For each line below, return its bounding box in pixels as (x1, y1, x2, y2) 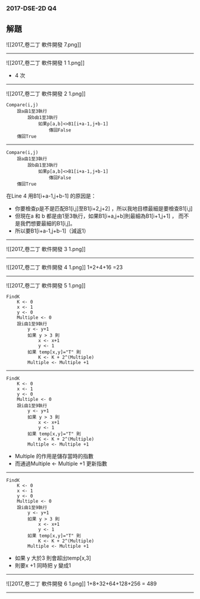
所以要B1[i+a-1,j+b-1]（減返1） (14, 227, 89, 234)
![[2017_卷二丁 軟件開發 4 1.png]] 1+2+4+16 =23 (6, 264, 123, 271)
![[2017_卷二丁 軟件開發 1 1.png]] (6, 59, 85, 66)
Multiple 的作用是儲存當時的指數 (14, 452, 94, 459)
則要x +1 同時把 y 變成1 (14, 562, 71, 569)
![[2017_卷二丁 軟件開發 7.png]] (6, 40, 82, 48)
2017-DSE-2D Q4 (6, 4, 57, 12)
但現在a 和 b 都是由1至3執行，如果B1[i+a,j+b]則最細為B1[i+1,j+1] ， (14, 212, 177, 219)
